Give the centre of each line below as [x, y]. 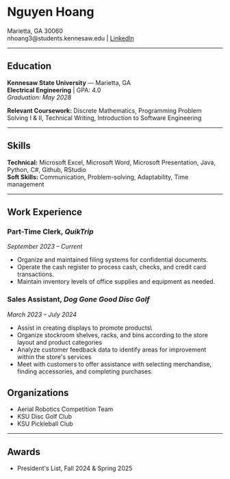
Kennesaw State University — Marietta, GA [69, 82]
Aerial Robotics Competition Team [65, 409]
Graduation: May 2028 [39, 97]
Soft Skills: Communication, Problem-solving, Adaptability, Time [98, 177]
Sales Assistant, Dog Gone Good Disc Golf [78, 299]
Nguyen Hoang [51, 12]
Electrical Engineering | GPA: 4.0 [54, 90]
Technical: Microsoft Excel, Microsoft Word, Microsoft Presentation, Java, [112, 162]
